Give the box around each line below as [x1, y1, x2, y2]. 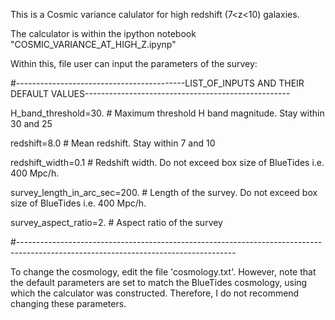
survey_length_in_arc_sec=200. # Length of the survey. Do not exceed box [10, 187, 318, 198]
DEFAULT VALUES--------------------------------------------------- [10, 88, 291, 99]
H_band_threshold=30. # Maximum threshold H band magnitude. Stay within [10, 107, 325, 119]
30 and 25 [10, 118, 53, 129]
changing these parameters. [10, 298, 127, 309]
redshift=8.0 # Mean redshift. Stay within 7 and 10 [10, 137, 216, 149]
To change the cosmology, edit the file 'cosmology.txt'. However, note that [10, 266, 317, 278]
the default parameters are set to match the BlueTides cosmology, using [10, 277, 308, 288]
